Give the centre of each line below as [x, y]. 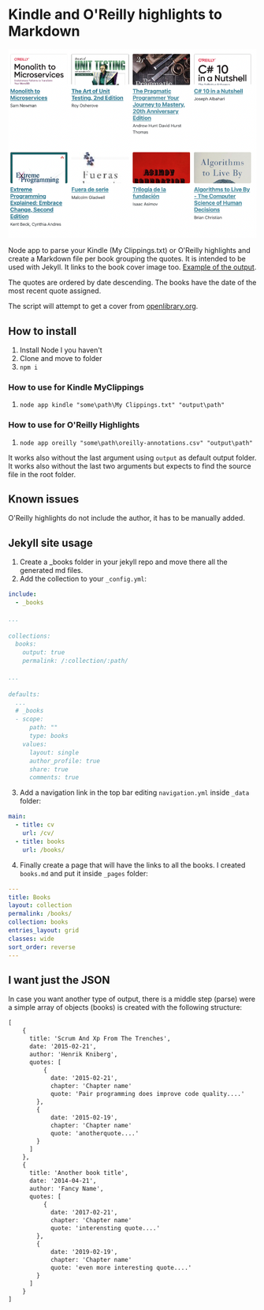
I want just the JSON [59, 980]
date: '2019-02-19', [84, 1252]
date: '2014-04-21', [63, 1181]
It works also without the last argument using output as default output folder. [132, 457]
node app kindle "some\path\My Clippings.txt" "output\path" [122, 405]
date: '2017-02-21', [84, 1213]
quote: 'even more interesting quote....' [121, 1268]
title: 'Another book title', [78, 1173]
